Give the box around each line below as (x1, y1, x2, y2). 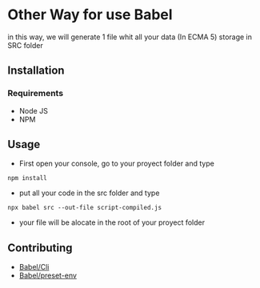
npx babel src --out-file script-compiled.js (7, 204, 162, 212)
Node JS (18, 106, 49, 115)
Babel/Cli (18, 262, 50, 272)
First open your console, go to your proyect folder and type (18, 158, 215, 169)
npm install (7, 174, 47, 182)
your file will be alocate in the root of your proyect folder (18, 218, 206, 227)
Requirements (7, 88, 64, 99)
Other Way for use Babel (7, 6, 173, 24)
